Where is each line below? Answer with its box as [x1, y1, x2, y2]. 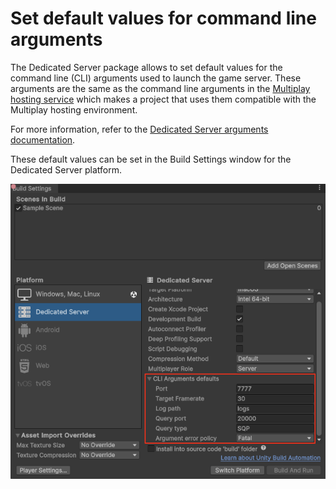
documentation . [10, 133, 76, 146]
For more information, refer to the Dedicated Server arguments [10, 123, 269, 135]
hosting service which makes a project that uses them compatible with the [10, 93, 317, 105]
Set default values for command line [10, 7, 317, 30]
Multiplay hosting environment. [10, 103, 138, 116]
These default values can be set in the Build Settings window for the [10, 153, 292, 165]
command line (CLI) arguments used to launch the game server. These [10, 72, 302, 84]
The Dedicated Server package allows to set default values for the [10, 61, 283, 73]
